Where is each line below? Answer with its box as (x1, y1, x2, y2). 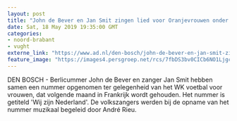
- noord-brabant (7, 37, 55, 44)
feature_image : (7, 56, 52, 63)
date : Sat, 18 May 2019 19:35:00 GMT (7, 23, 119, 30)
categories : (7, 30, 42, 37)
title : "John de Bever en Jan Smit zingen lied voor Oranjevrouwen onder (7, 17, 229, 24)
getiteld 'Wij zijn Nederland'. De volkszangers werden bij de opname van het (7, 98, 229, 106)
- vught (7, 43, 30, 50)
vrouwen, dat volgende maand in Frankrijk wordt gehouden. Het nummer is (7, 90, 226, 98)
